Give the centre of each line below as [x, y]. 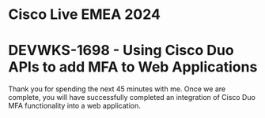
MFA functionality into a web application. [74, 106]
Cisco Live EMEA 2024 [84, 15]
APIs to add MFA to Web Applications [133, 67]
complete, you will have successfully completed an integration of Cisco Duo [132, 98]
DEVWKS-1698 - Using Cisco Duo [121, 51]
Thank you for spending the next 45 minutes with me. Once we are [117, 89]
